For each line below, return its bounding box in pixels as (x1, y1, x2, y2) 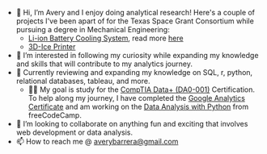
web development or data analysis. (15, 127, 133, 137)
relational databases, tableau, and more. (15, 77, 150, 85)
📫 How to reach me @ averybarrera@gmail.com (15, 137, 179, 146)
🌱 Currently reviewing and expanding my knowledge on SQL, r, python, (15, 68, 253, 77)
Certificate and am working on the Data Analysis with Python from (28, 102, 249, 111)
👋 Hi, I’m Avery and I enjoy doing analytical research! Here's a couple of (15, 8, 256, 17)
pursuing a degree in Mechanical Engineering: (15, 25, 170, 34)
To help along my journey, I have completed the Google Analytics (28, 94, 245, 102)
